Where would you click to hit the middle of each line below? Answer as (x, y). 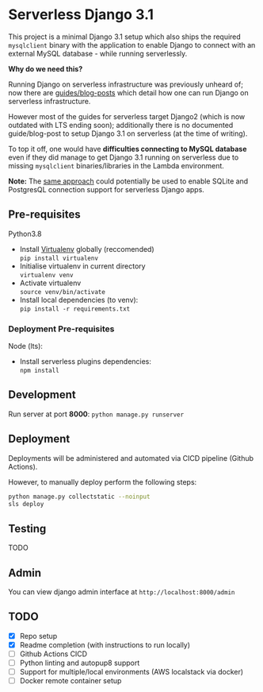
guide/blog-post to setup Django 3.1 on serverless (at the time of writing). (128, 133)
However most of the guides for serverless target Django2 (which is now (127, 116)
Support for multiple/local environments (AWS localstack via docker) (131, 672)
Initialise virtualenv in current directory (82, 266)
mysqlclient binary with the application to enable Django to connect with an (132, 44)
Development (42, 395)
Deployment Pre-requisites (61, 329)
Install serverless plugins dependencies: (86, 361)
